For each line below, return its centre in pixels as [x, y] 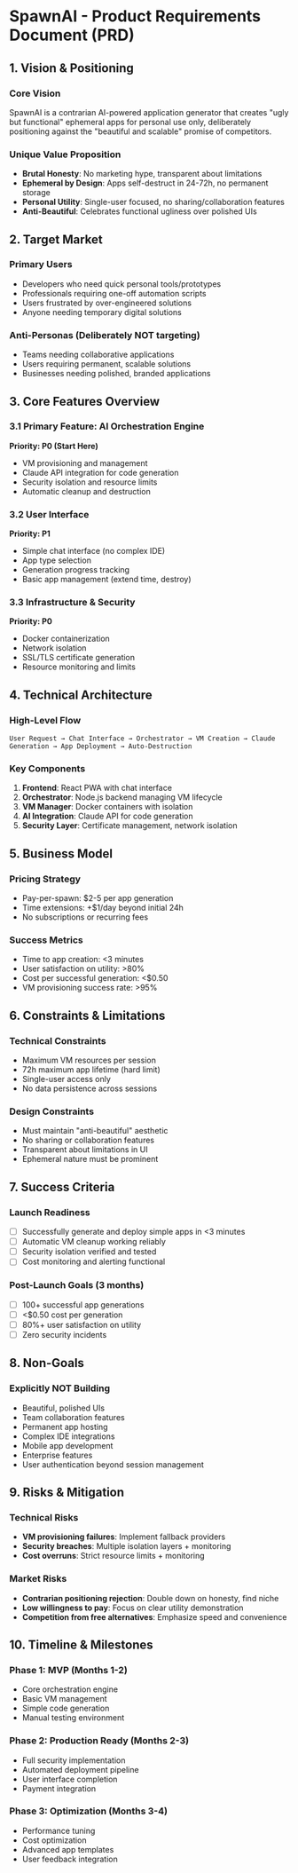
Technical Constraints [58, 1040]
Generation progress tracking [76, 570]
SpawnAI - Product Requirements [135, 16]
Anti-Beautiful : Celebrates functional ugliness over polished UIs [139, 211]
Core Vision [35, 93]
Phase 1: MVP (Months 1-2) [69, 1670]
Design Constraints [52, 1111]
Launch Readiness [50, 1212]
